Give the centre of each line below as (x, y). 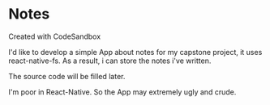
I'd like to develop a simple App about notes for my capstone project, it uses (135, 52)
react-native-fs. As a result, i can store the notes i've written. (110, 61)
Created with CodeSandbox (55, 36)
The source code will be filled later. (67, 76)
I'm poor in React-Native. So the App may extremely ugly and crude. (122, 92)
